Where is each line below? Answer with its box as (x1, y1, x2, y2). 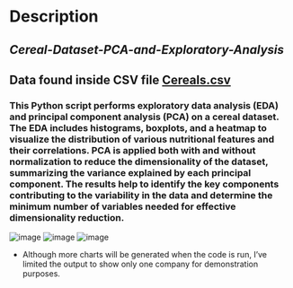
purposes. (22, 268, 61, 279)
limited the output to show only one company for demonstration (22, 258, 259, 270)
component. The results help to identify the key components (9, 178, 280, 190)
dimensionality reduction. (9, 211, 125, 223)
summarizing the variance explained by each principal (9, 166, 252, 179)
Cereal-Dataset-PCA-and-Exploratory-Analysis (9, 42, 285, 57)
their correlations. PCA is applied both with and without (9, 144, 256, 156)
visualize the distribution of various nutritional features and (9, 133, 275, 145)
